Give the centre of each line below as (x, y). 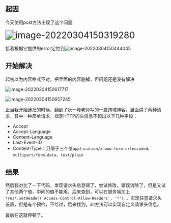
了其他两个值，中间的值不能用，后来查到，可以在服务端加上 (68, 192)
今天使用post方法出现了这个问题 (39, 22)
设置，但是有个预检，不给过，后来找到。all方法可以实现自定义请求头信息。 (83, 204)
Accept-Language (32, 132)
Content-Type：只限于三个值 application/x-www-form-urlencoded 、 (82, 148)
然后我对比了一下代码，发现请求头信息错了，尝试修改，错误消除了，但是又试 (85, 185)
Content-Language (32, 137)
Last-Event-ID (27, 142)
